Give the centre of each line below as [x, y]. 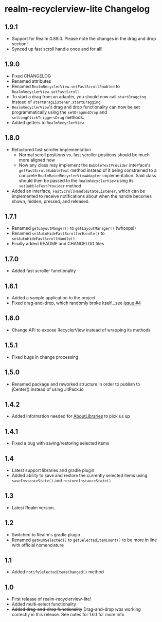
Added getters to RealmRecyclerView [48, 122]
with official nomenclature [38, 545]
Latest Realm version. [33, 508]
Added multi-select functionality [44, 604]
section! [20, 44]
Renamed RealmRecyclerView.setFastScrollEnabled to [66, 86]
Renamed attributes [31, 81]
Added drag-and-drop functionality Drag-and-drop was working [76, 609]
